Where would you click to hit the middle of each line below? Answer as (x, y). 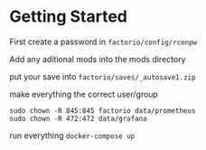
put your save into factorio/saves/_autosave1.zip (103, 76)
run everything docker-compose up (72, 135)
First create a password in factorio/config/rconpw (103, 42)
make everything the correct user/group (84, 94)
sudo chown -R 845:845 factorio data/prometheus (103, 110)
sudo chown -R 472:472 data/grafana (78, 118)
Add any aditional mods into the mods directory (98, 59)
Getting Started (69, 17)
